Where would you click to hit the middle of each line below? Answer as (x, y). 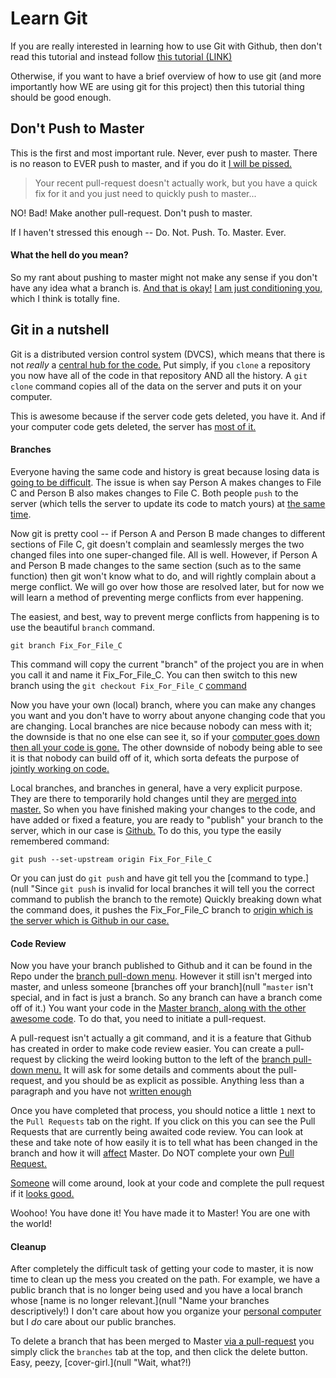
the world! (31, 1224)
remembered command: (60, 841)
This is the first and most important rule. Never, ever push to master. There (164, 153)
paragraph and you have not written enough (101, 1091)
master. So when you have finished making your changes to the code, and (163, 809)
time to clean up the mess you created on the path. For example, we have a (165, 1279)
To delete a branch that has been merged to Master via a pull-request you (162, 1341)
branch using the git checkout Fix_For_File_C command (128, 685)
